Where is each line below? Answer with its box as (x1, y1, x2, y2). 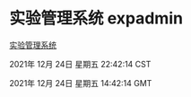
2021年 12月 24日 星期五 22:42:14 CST (9, 58, 152, 69)
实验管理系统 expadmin (9, 8, 184, 29)
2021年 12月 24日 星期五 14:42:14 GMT (9, 77, 152, 88)
